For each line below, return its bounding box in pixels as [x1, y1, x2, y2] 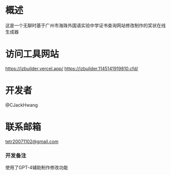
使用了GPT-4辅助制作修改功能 [5, 164, 68, 170]
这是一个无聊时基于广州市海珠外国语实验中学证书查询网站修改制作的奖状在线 [5, 22, 166, 28]
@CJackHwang [5, 102, 38, 108]
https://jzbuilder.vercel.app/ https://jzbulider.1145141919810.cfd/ [5, 65, 138, 72]
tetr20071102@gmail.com [5, 138, 59, 145]
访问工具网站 [5, 49, 60, 60]
